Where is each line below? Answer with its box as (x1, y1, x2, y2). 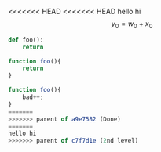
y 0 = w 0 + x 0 (111, 19, 153, 30)
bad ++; (22, 93, 44, 101)
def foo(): (8, 35, 44, 44)
